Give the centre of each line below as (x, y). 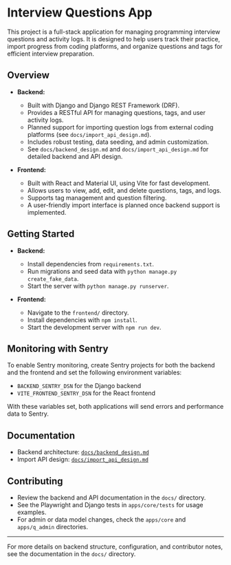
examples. (32, 512)
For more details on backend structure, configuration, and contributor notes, (115, 546)
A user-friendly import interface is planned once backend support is (124, 205)
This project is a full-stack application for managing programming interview (114, 32)
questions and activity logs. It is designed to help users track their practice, (114, 39)
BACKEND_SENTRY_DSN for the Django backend (79, 386)
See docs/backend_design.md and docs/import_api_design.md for (118, 149)
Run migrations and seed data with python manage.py (102, 271)
